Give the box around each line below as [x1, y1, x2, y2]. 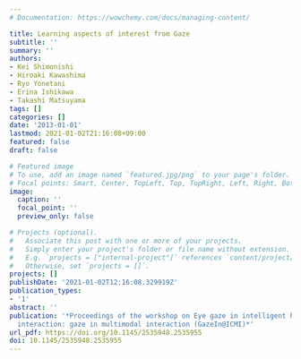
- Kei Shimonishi [9, 63, 74, 72]
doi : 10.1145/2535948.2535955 [9, 337, 123, 346]
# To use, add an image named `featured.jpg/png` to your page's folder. [9, 170, 291, 179]
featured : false [9, 138, 70, 147]
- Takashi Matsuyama [9, 96, 87, 105]
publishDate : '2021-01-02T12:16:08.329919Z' [9, 278, 178, 287]
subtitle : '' [9, 38, 58, 47]
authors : [9, 55, 42, 64]
